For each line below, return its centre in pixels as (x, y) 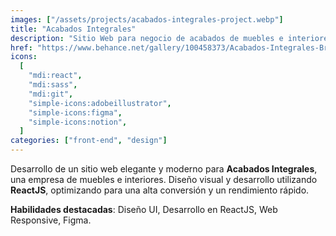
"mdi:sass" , (53, 85)
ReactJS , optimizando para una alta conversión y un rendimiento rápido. (160, 190)
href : (21, 47)
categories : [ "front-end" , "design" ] (89, 141)
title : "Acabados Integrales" (73, 29)
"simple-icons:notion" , (78, 122)
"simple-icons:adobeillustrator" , (100, 103)
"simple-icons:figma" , (75, 112)
